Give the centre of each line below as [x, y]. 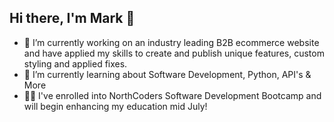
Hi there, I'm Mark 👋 [72, 18]
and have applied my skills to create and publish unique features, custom [174, 53]
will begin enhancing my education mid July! [115, 106]
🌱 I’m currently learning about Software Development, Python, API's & [167, 74]
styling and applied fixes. [75, 63]
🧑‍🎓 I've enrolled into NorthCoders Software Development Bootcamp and [172, 95]
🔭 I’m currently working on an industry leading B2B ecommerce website [171, 42]
